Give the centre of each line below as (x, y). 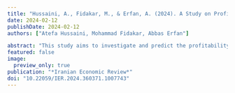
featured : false (31, 52)
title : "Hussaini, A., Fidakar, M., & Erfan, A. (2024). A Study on (109, 14)
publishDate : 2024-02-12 (43, 27)
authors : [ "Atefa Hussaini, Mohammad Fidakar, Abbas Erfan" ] (98, 33)
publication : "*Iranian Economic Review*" (70, 72)
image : (17, 59)
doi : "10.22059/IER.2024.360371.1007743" (69, 78)
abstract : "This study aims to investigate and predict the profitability (119, 46)
